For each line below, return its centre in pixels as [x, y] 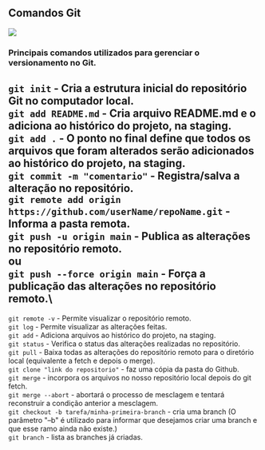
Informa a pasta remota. [69, 224]
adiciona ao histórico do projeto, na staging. [120, 126]
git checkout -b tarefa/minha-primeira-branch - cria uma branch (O [123, 412]
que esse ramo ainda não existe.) [63, 428]
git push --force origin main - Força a [107, 274]
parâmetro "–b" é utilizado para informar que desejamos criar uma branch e [133, 420]
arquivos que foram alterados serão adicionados [131, 151]
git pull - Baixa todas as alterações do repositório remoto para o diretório [131, 352]
